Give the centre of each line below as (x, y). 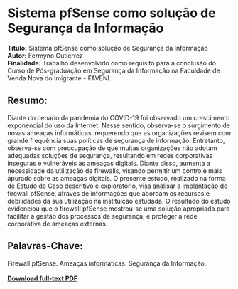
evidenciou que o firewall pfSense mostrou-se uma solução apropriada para (119, 209)
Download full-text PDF (43, 278)
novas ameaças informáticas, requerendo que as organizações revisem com (119, 132)
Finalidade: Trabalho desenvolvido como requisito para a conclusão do (112, 63)
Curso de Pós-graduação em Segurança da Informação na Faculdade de (114, 70)
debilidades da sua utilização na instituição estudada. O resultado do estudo (119, 201)
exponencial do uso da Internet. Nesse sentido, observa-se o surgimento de (119, 125)
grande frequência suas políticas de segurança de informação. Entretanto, (116, 140)
